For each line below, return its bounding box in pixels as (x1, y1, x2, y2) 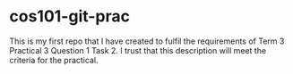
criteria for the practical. (9, 54, 99, 65)
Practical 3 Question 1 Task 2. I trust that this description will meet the (9, 45, 267, 55)
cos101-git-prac (9, 6, 131, 27)
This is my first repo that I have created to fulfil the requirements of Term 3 (9, 36, 285, 46)
